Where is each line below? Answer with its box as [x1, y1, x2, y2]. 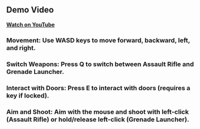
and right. [6, 44, 36, 52]
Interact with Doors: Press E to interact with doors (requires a [6, 84, 190, 92]
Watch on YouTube [6, 21, 55, 28]
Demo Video [6, 5, 54, 15]
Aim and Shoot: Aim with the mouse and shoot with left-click [6, 107, 189, 116]
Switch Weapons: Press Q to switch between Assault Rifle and [6, 60, 195, 68]
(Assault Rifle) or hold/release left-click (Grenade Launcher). [6, 115, 190, 124]
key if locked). [6, 91, 50, 99]
